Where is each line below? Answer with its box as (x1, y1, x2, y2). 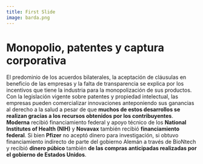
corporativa (6, 53, 67, 67)
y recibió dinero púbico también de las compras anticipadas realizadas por (6, 145, 197, 152)
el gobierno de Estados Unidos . (6, 151, 87, 159)
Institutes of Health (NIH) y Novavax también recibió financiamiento (6, 125, 180, 132)
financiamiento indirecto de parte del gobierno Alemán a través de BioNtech (6, 138, 196, 146)
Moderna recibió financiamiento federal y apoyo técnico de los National (6, 119, 187, 126)
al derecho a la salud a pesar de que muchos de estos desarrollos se (6, 106, 181, 113)
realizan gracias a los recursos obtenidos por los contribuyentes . (6, 112, 174, 120)
